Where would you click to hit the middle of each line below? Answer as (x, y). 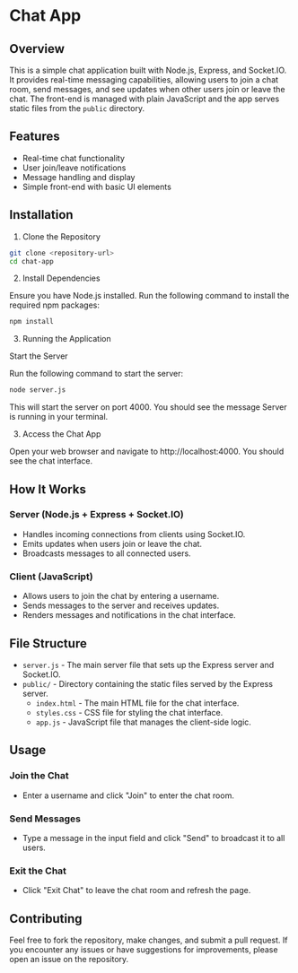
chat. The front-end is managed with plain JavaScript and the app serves (145, 99)
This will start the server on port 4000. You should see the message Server (148, 407)
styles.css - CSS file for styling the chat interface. (129, 712)
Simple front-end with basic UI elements (97, 187)
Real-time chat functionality (74, 158)
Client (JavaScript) (51, 577)
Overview (37, 49)
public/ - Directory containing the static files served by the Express (148, 683)
